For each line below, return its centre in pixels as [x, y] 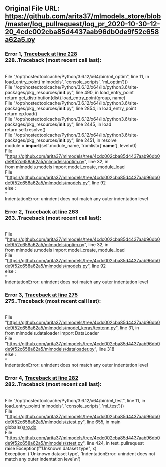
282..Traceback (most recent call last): [53, 384]
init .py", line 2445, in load [85, 124]
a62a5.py [20, 40]
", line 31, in [127, 328]
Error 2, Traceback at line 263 [42, 211]
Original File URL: [32, 8]
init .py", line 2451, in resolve [87, 140]
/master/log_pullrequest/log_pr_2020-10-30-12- [83, 24]
